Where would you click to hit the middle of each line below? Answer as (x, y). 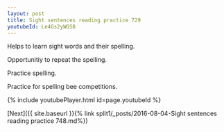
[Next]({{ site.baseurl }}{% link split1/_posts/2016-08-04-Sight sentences (112, 114)
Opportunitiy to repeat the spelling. (57, 60)
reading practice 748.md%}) (48, 121)
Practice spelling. (32, 73)
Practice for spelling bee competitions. (62, 87)
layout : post (26, 14)
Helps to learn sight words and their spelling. (71, 47)
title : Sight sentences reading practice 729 (74, 20)
